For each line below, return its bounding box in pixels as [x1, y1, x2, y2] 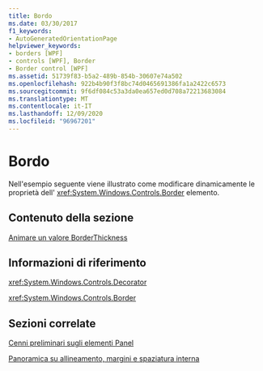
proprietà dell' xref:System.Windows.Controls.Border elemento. [8, 187, 220, 197]
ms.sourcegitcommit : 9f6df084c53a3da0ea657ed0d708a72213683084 [8, 87, 227, 96]
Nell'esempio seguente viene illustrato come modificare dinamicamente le [8, 179, 255, 189]
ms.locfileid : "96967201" [8, 117, 95, 126]
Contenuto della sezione [8, 211, 134, 225]
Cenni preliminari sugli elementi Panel [8, 338, 134, 348]
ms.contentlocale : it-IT [8, 102, 92, 110]
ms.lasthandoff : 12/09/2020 [8, 110, 104, 118]
